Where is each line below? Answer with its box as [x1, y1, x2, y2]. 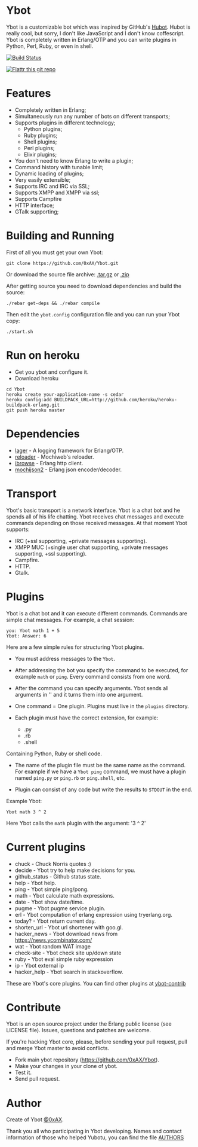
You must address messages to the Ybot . [14, 655, 115, 662]
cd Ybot [6, 386, 26, 392]
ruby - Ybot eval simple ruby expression [14, 955, 113, 963]
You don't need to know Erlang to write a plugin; [14, 157, 134, 164]
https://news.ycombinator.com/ [14, 936, 92, 944]
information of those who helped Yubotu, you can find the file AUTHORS [6, 1134, 184, 1141]
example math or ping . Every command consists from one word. [14, 673, 171, 680]
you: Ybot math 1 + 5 [6, 627, 60, 634]
